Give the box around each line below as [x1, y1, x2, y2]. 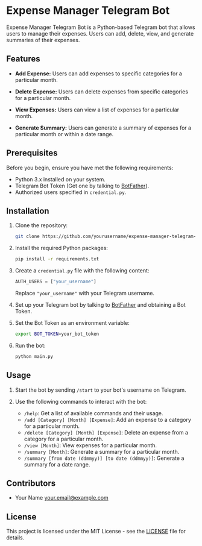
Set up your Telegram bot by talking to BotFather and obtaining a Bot [14, 301, 186, 308]
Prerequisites [6, 148, 58, 158]
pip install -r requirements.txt [14, 256, 99, 262]
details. [6, 534, 25, 541]
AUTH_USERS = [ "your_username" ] [14, 278, 96, 285]
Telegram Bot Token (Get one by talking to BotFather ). [14, 182, 150, 189]
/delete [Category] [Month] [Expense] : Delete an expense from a [24, 428, 189, 436]
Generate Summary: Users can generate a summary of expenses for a [14, 124, 192, 131]
